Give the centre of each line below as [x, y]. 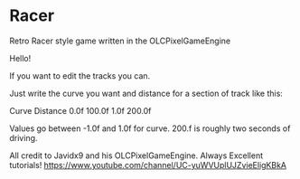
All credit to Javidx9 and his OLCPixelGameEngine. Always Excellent [136, 155]
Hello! [20, 58]
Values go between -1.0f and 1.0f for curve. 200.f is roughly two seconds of [150, 128]
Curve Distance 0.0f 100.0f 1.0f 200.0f [80, 110]
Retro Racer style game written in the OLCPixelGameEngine [120, 41]
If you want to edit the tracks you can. [80, 75]
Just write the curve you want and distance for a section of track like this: [146, 93]
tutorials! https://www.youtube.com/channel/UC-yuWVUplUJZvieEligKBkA [148, 165]
